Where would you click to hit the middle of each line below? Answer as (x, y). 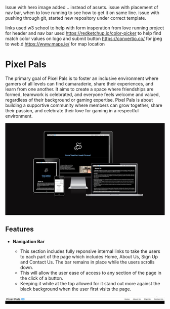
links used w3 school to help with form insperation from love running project (85, 28)
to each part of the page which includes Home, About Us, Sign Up (89, 256)
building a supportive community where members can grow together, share (84, 105)
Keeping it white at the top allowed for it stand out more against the (90, 283)
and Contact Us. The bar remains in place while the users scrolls (87, 262)
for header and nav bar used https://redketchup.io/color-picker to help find (83, 33)
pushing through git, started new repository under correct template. (76, 18)
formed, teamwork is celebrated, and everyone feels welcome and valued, (83, 94)
